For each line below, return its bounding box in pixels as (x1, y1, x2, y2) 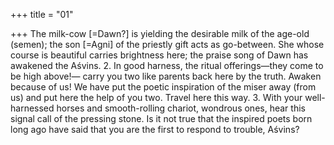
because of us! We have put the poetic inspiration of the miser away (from (10, 81, 317, 93)
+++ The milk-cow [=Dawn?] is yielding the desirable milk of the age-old (10, 28, 310, 39)
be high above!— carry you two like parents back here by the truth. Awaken (10, 70, 322, 82)
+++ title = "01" (10, 9, 74, 20)
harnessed (10, 102, 55, 114)
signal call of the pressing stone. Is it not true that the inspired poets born (10, 113, 313, 124)
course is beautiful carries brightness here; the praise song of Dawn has (10, 49, 309, 61)
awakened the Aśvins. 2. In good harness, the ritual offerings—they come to (10, 60, 324, 71)
